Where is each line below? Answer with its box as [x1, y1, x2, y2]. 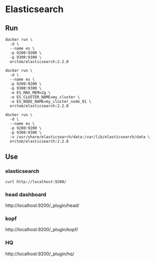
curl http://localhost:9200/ [5, 179, 67, 184]
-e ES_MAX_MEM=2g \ [10, 90, 51, 95]
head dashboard [5, 191, 46, 198]
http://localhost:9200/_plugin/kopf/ [5, 227, 78, 233]
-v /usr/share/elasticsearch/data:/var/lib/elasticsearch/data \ [10, 135, 150, 140]
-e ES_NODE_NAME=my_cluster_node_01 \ [10, 99, 92, 104]
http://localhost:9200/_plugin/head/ [5, 202, 80, 208]
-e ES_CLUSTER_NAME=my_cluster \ [10, 95, 80, 100]
